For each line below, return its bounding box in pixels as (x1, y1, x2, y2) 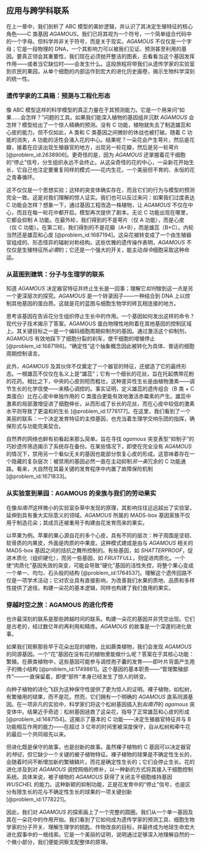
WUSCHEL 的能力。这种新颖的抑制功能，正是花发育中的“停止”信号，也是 (6, 781, 185, 788)
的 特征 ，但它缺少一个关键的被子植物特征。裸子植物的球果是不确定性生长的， (6, 751, 195, 758)
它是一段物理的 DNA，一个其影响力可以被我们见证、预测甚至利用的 (16, 45, 182, 52)
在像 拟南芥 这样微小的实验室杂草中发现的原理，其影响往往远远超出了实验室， (6, 504, 195, 511)
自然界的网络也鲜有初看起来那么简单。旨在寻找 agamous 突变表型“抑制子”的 (6, 435, 194, 443)
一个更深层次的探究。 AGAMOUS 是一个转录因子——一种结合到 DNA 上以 (6, 292, 185, 299)
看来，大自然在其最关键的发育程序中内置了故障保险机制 (16, 465, 153, 473)
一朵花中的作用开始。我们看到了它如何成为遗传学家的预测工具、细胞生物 (16, 816, 195, 823)
